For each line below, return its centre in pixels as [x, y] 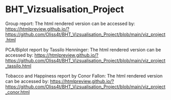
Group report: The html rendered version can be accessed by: [70, 23]
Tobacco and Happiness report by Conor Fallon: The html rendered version [84, 76]
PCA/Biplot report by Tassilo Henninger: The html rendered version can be [83, 49]
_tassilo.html [18, 66]
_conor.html [18, 92]
